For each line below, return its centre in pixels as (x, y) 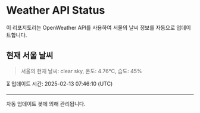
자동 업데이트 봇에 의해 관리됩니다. (46, 103)
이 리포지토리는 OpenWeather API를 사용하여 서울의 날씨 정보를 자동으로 (91, 27)
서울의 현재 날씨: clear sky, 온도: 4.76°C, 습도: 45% (81, 71)
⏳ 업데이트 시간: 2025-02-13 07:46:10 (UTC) (60, 83)
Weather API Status (56, 10)
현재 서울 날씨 (30, 56)
